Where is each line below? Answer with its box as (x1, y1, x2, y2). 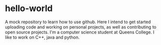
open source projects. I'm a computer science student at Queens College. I (5, 29, 155, 35)
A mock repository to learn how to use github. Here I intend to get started (5, 19, 151, 25)
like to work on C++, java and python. (5, 34, 80, 40)
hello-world (5, 3, 53, 14)
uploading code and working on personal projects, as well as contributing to (5, 24, 157, 30)
